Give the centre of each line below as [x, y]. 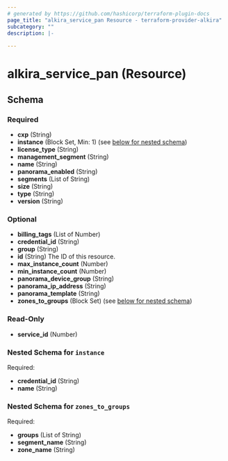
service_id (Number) [47, 334]
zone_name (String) [46, 450]
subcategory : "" [31, 26]
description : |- [31, 33]
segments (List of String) [54, 179]
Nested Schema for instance [56, 352]
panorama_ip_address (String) [62, 286]
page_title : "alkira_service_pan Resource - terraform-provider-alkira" [115, 20]
